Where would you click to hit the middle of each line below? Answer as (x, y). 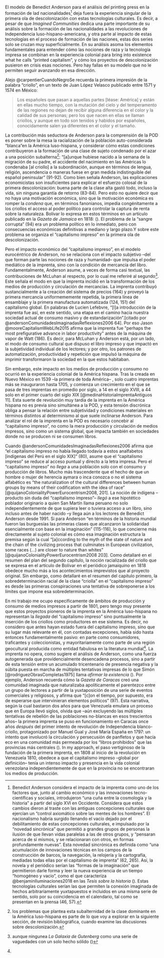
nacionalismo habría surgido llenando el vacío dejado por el (72, 819)
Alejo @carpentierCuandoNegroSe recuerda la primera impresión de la (76, 80)
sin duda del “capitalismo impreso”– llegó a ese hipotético (82, 498)
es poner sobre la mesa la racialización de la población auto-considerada (79, 140)
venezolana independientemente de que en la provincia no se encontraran (80, 768)
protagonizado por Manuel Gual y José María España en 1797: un (85, 731)
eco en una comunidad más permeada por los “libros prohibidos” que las (79, 742)
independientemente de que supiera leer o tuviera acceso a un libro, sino (79, 508)
